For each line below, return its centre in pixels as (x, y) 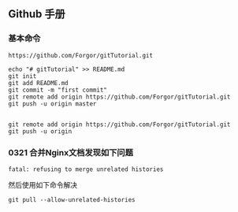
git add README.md (38, 83)
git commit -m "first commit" (58, 90)
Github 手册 (37, 14)
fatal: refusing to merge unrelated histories (86, 169)
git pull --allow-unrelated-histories (72, 199)
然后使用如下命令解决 (43, 184)
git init (22, 76)
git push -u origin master (52, 104)
